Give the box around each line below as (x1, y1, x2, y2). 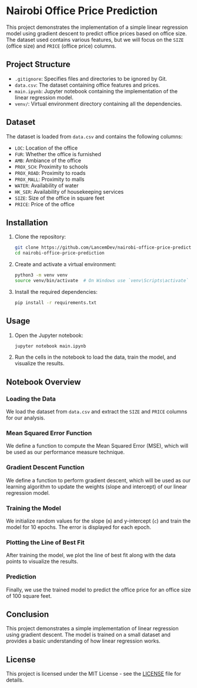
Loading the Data (6, 395, 56, 403)
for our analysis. (6, 414, 45, 422)
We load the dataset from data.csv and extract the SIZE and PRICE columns (6, 408, 188, 415)
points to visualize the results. (6, 558, 78, 565)
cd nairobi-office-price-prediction (14, 250, 105, 256)
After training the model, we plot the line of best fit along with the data (6, 552, 176, 559)
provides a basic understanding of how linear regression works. (6, 637, 161, 644)
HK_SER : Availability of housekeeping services (14, 188, 124, 195)
